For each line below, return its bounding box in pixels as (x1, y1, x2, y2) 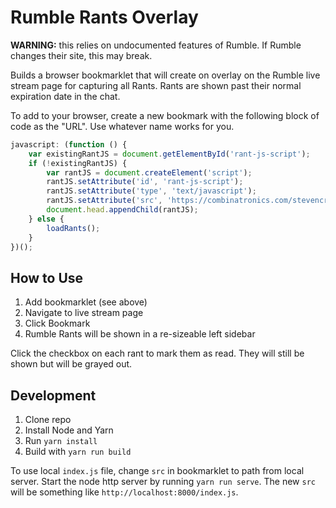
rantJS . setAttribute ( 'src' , (46, 196, 163, 206)
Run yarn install (24, 435, 98, 447)
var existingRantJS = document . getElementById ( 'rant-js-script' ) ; (28, 149, 311, 159)
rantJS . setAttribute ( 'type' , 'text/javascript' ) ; (46, 186, 257, 196)
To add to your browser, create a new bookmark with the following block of (10, 109, 320, 121)
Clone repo (24, 414, 72, 426)
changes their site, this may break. (10, 49, 153, 61)
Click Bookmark (24, 317, 91, 330)
